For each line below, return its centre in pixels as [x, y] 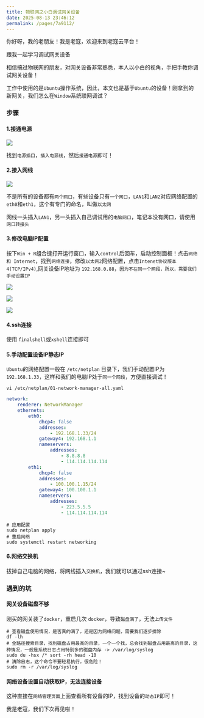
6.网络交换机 [22, 556]
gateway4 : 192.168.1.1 [68, 439]
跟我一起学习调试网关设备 [38, 54]
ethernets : [31, 411]
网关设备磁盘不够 [28, 604]
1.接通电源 [19, 128]
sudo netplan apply [31, 530]
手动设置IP [18, 276]
